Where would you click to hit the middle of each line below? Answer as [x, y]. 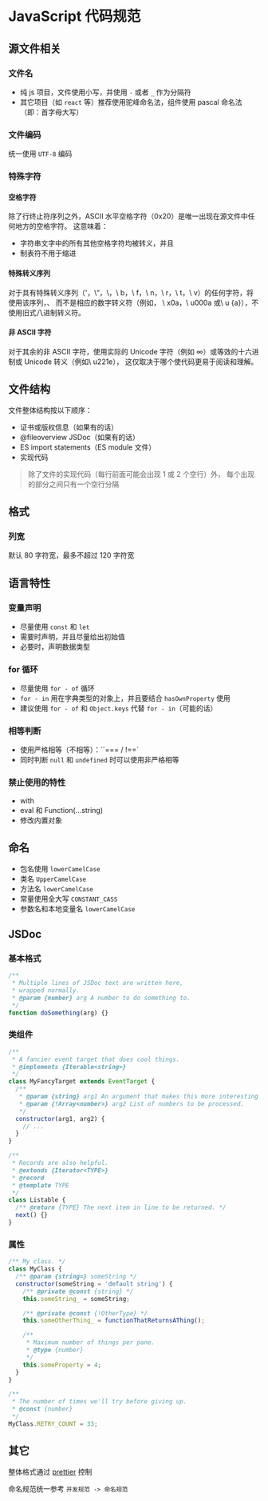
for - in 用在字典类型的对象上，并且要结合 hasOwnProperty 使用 [125, 698]
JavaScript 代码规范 [75, 16]
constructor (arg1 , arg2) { [60, 1119]
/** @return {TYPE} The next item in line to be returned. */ [121, 1208]
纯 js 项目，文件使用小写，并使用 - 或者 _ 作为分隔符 [105, 92]
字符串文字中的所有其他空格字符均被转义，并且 [97, 243]
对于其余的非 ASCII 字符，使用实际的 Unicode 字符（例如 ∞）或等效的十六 [130, 351]
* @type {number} [55, 1350]
